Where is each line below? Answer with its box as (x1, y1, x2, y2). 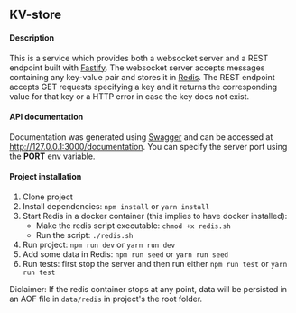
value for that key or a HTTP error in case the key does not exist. (9, 90, 250, 102)
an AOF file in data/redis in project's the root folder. (9, 293, 203, 304)
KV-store (9, 7, 62, 23)
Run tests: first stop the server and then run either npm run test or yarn (22, 259, 288, 269)
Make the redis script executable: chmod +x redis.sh (35, 220, 232, 231)
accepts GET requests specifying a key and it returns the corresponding (9, 81, 278, 92)
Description (9, 32, 55, 43)
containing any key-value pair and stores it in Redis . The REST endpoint (9, 71, 275, 82)
